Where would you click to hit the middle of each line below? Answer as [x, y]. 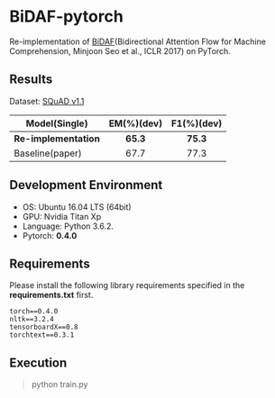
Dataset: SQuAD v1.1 [47, 101]
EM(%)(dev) [136, 123]
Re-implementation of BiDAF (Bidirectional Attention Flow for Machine [137, 41]
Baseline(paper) [48, 153]
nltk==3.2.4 [32, 320]
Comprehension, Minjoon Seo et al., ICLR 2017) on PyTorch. [120, 50]
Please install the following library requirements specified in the [127, 285]
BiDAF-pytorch [66, 17]
